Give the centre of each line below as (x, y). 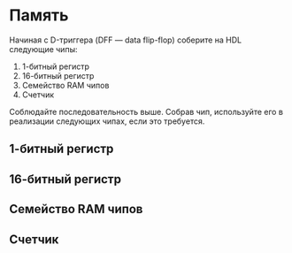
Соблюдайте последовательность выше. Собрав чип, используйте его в (146, 111)
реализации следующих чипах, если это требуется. (107, 121)
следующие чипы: (43, 49)
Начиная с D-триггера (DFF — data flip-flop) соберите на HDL (125, 40)
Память (39, 15)
